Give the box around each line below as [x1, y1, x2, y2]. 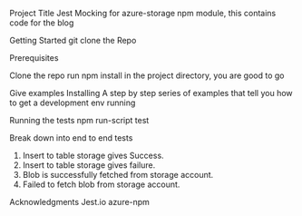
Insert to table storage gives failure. [22, 160, 156, 171]
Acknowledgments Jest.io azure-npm [9, 197, 150, 207]
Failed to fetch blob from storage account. [22, 179, 180, 190]
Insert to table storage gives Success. [22, 150, 165, 161]
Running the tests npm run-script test [9, 115, 150, 125]
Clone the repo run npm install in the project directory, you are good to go [9, 70, 285, 81]
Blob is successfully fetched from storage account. [22, 170, 214, 180]
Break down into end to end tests [9, 133, 133, 143]
